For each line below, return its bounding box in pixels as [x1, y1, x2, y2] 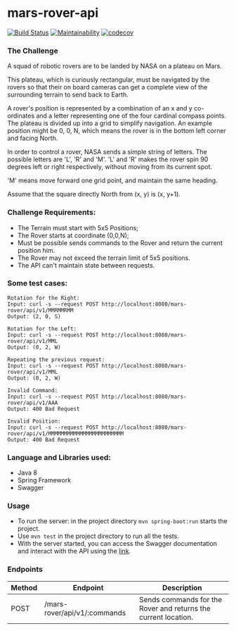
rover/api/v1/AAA [7, 399, 58, 406]
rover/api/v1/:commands [44, 608, 126, 618]
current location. [139, 612, 194, 622]
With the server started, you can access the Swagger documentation [17, 539, 218, 548]
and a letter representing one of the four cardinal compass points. [36, 111, 227, 120]
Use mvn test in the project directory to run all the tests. [17, 532, 179, 540]
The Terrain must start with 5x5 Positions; [17, 223, 139, 232]
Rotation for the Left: [7, 325, 77, 332]
